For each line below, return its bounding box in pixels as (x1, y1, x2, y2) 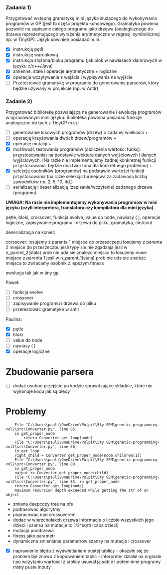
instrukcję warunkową (12, 52, 58, 58)
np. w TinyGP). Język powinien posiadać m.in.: (5, 36, 102, 42)
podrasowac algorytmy (12, 506, 61, 512)
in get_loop (14, 448, 39, 453)
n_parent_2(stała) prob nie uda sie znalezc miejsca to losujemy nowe (5, 250, 147, 256)
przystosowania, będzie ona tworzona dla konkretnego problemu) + (12, 163, 153, 169)
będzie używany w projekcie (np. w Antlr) (12, 85, 99, 91)
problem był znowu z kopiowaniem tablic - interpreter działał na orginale (12, 553, 162, 559)
